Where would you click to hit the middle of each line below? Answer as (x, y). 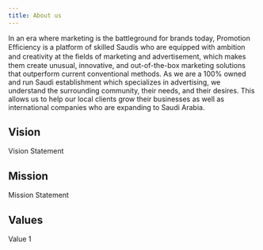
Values (26, 220)
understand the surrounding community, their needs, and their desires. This (131, 90)
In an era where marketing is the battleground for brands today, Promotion (130, 38)
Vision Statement (36, 151)
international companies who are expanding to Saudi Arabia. (107, 107)
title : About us (35, 15)
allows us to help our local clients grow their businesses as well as (116, 99)
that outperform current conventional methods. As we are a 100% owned (127, 74)
